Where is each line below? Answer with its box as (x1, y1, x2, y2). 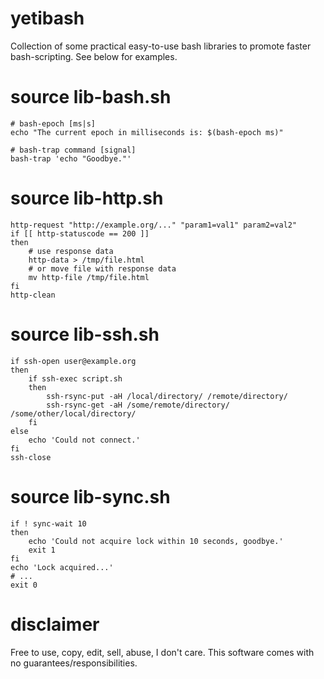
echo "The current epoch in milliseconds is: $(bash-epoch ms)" (10, 127, 284, 137)
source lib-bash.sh (10, 86, 172, 109)
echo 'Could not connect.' (28, 435, 141, 445)
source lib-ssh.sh (10, 323, 160, 346)
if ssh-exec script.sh (28, 373, 123, 384)
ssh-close (10, 452, 52, 462)
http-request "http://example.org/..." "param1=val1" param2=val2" (10, 220, 298, 230)
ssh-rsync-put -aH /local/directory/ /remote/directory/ (46, 391, 288, 401)
